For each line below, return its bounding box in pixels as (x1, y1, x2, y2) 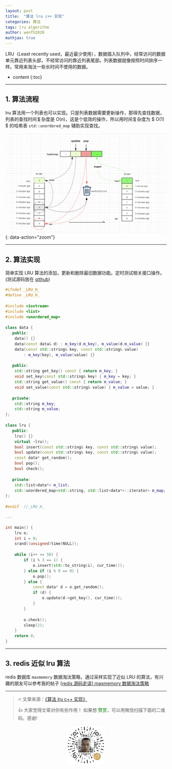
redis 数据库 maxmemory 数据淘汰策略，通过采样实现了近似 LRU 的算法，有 (5, 674, 160, 680)
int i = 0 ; (14, 535, 38, 541)
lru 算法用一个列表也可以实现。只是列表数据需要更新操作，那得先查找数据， (5, 110, 165, 116)
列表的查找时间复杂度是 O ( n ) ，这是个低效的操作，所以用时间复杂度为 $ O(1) (5, 116, 165, 122)
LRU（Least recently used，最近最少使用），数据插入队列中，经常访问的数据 (5, 51, 166, 57)
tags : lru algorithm (5, 25, 50, 30)
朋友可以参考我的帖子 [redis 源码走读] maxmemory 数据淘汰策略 (14, 680, 149, 686)
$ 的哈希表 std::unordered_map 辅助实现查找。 (5, 122, 103, 129)
